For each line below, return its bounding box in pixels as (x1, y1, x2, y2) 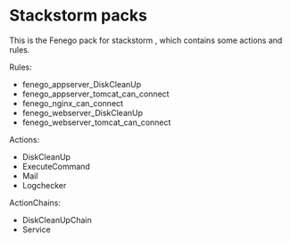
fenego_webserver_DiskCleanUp (21, 107, 143, 118)
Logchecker (21, 179, 67, 190)
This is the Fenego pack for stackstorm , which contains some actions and (9, 35, 283, 46)
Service (21, 224, 51, 235)
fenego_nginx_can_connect (21, 97, 123, 108)
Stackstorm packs (9, 5, 147, 26)
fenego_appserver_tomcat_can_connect (21, 88, 170, 99)
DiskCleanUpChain (21, 214, 92, 225)
